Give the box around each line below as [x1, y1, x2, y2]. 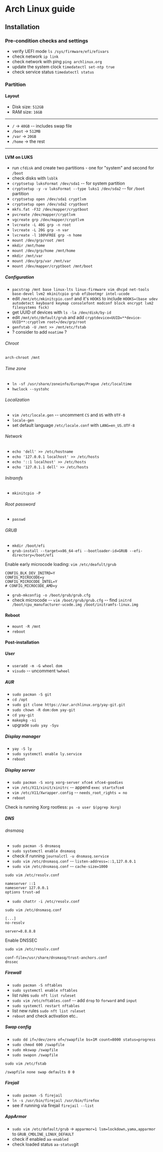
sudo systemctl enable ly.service [12, 752, 82, 757]
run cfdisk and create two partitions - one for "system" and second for [12, 165, 154, 171]
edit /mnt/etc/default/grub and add [12, 315, 84, 321]
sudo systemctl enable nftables [12, 988, 78, 993]
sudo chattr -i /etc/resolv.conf [12, 899, 80, 904]
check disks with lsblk [12, 175, 58, 181]
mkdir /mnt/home [12, 243, 45, 248]
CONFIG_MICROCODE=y [5, 575, 45, 580]
